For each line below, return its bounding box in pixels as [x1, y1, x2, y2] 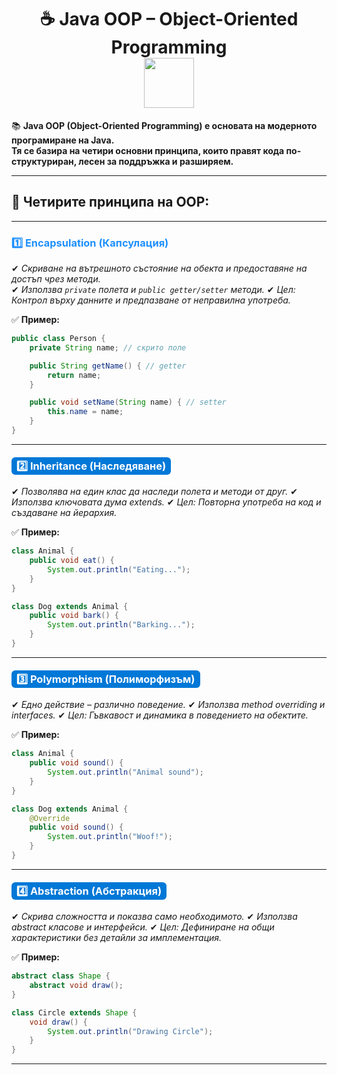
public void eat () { [29, 556, 115, 566]
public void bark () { [29, 611, 119, 621]
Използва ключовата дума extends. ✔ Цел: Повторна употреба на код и [11, 496, 322, 508]
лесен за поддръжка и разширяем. [78, 155, 234, 167]
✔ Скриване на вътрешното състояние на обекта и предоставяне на [11, 262, 308, 275]
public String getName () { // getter [29, 361, 187, 371]
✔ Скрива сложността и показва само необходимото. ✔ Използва [11, 911, 298, 923]
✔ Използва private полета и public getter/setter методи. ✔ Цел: [11, 284, 296, 296]
